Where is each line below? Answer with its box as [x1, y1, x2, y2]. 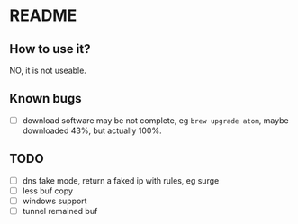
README [9, 5, 77, 26]
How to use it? [9, 41, 91, 57]
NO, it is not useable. [9, 65, 87, 76]
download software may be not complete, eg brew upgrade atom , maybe [22, 114, 290, 126]
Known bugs [9, 91, 83, 106]
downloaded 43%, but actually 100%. [22, 125, 162, 136]
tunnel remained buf [22, 205, 98, 216]
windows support [22, 195, 87, 206]
